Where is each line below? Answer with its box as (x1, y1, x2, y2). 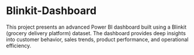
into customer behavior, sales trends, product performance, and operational (6, 36, 189, 43)
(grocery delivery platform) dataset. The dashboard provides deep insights (6, 29, 186, 36)
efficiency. (6, 42, 32, 49)
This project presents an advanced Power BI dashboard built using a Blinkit (6, 23, 187, 30)
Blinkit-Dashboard (6, 4, 97, 18)
